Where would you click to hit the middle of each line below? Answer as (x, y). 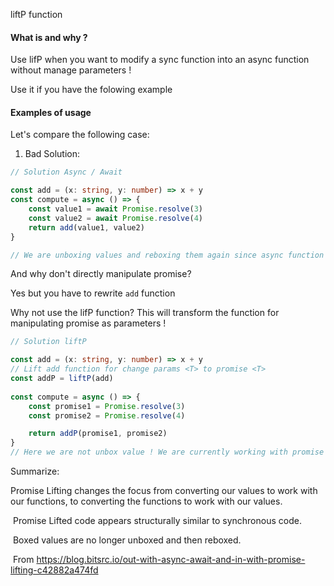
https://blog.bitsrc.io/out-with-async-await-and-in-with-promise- (171, 560)
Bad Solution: (52, 154)
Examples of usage (51, 112)
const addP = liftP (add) (62, 379)
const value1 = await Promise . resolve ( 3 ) (115, 209)
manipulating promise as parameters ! (88, 323)
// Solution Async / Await (66, 172)
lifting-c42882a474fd (54, 570)
